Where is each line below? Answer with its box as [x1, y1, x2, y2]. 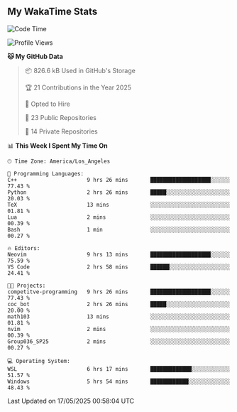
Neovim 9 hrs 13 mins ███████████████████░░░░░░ [7, 251, 231, 258]
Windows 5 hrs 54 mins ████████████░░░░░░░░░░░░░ [7, 378, 231, 385]
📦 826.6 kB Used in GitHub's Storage [24, 66, 136, 75]
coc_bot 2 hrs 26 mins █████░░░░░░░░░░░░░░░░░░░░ [7, 300, 231, 308]
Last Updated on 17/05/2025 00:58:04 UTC [7, 396, 135, 405]
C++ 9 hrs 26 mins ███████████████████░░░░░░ [7, 176, 231, 183]
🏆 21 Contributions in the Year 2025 [24, 83, 132, 92]
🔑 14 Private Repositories [24, 127, 98, 136]
